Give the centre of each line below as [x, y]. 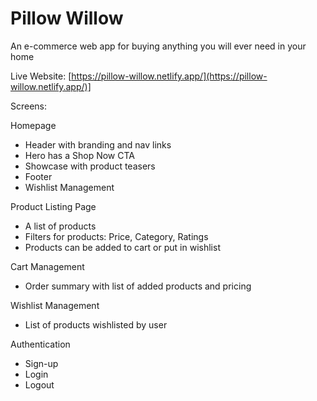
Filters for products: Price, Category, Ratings [116, 236]
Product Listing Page [53, 206]
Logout [39, 384]
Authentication [40, 344]
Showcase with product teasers [90, 166]
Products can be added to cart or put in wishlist [122, 247]
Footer [38, 176]
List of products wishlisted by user [96, 324]
